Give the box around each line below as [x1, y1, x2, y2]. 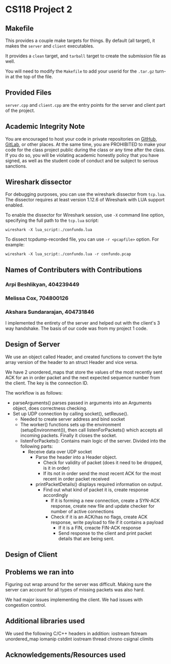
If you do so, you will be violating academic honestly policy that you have [5, 152, 159, 158]
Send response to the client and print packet [58, 530, 152, 536]
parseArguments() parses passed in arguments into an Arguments [12, 400, 152, 406]
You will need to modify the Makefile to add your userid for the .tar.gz [5, 68, 155, 74]
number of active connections [51, 508, 114, 514]
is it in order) [43, 465, 70, 471]
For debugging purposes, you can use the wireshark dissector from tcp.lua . [5, 191, 166, 197]
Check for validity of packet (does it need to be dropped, [43, 459, 163, 466]
